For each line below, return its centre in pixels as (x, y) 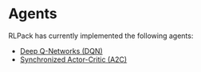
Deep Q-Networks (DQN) (61, 51)
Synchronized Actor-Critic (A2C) (73, 59)
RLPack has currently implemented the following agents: (101, 36)
